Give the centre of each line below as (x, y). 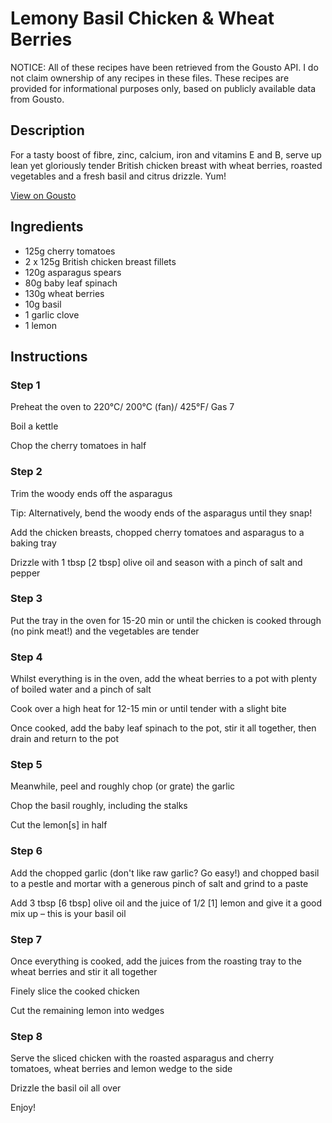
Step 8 (26, 1036)
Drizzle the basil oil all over (66, 1088)
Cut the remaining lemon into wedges (87, 1011)
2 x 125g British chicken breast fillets (100, 261)
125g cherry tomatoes (70, 251)
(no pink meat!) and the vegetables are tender (105, 631)
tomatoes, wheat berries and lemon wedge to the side (121, 1069)
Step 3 (26, 599)
